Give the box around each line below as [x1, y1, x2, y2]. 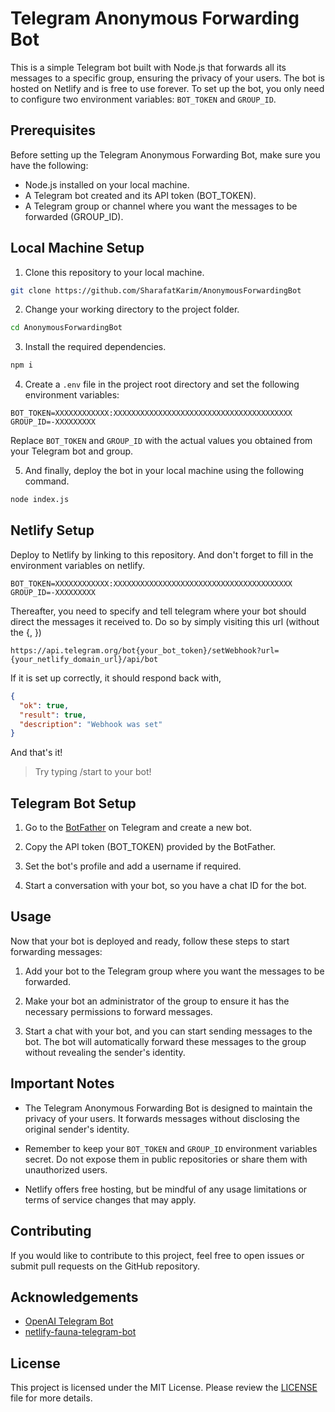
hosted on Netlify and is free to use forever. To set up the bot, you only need [10, 82, 325, 94]
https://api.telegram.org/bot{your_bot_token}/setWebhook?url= [10, 645, 280, 656]
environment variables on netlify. [10, 559, 146, 571]
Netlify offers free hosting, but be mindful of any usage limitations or [24, 1183, 308, 1195]
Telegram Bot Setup [10, 795, 137, 812]
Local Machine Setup [10, 240, 145, 257]
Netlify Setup [10, 522, 95, 539]
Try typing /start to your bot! [34, 766, 152, 778]
